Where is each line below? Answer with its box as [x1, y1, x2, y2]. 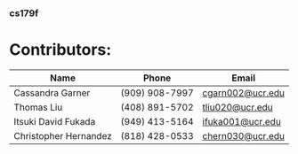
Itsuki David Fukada [13, 115, 96, 127]
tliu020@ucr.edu [202, 101, 273, 113]
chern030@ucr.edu [202, 129, 286, 142]
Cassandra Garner [13, 87, 91, 99]
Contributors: [9, 40, 112, 60]
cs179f [9, 7, 39, 19]
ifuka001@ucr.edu [202, 115, 282, 127]
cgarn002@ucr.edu [202, 87, 286, 99]
